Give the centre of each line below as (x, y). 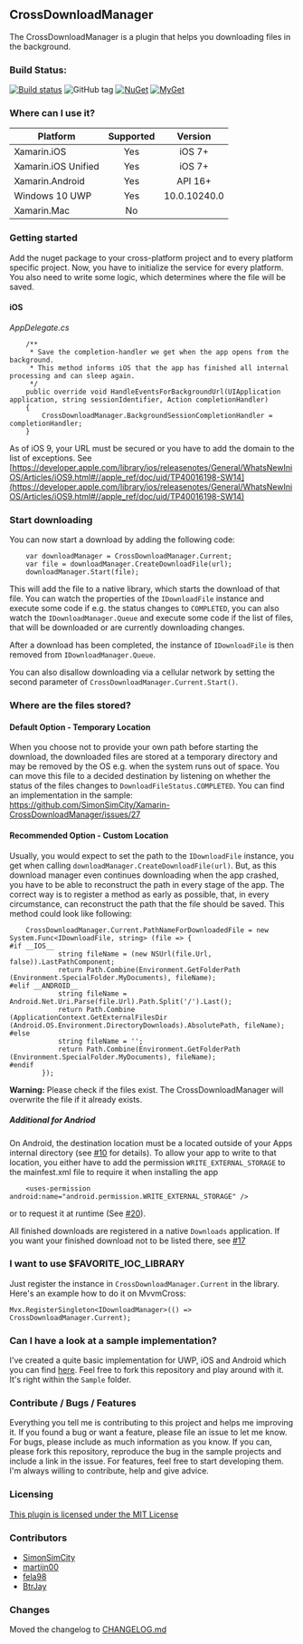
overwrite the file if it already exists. (76, 1099)
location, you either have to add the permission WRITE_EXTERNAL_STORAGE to (147, 1162)
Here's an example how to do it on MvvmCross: (98, 1293)
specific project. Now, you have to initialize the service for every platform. (147, 268)
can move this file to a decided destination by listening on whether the (140, 776)
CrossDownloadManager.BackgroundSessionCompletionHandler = (157, 415)
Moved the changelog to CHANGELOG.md (88, 1629)
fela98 (34, 1576)
